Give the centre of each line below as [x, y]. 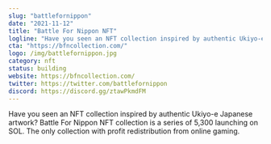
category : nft [32, 61]
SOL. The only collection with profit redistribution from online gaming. [124, 131]
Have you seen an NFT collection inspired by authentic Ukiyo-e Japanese [131, 114]
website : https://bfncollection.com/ [72, 76]
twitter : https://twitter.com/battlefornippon [88, 83]
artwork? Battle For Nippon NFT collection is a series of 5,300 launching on [133, 123]
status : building [38, 69]
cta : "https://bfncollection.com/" [68, 46]
